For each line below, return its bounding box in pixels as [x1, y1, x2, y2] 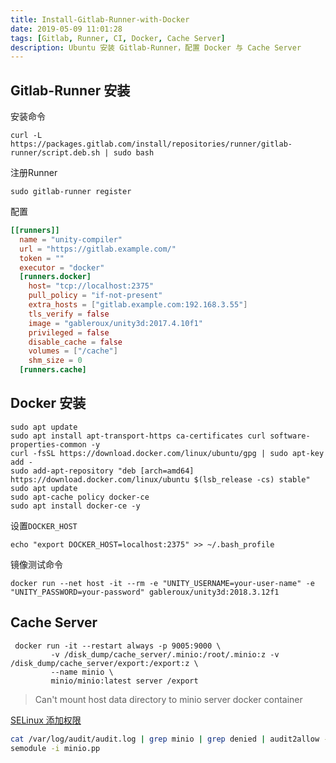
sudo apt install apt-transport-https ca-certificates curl [10, 431, 267, 441]
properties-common [10, 439, 87, 450]
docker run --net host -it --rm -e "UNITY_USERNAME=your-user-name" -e [10, 578, 315, 588]
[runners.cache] [19, 365, 87, 375]
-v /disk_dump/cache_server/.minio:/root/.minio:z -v [50, 649, 280, 660]
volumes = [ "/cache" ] [28, 346, 118, 356]
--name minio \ [50, 667, 114, 677]
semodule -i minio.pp [10, 743, 101, 753]
